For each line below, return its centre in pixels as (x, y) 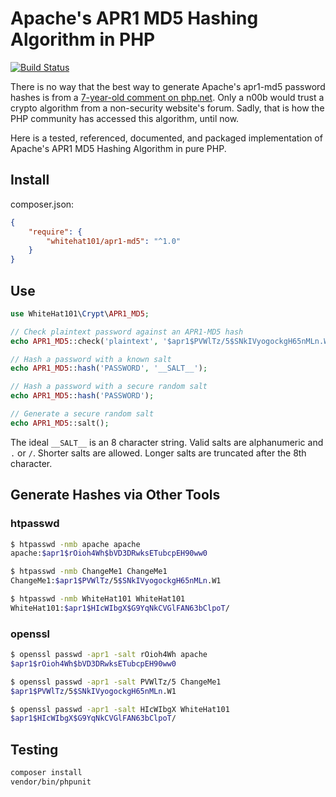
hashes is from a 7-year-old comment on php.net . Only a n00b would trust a (167, 97)
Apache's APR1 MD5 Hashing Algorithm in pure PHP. (118, 148)
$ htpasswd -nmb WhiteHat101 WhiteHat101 (98, 599)
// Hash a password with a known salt (91, 359)
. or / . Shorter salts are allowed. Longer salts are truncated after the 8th (158, 453)
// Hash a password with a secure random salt (109, 387)
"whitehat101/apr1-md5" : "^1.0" (114, 241)
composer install (46, 773)
